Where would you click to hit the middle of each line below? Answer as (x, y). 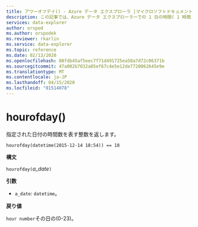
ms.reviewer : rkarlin (33, 39)
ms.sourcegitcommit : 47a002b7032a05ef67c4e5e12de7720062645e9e (85, 66)
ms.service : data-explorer (39, 45)
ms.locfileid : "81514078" (38, 88)
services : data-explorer (37, 22)
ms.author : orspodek (32, 34)
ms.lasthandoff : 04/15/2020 (41, 83)
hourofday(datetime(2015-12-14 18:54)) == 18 (63, 145)
